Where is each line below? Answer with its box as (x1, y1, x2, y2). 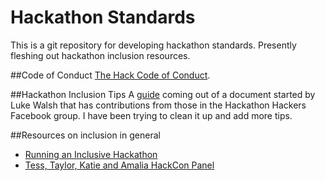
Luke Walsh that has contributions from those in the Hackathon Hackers (10, 99, 307, 111)
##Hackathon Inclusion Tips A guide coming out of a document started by (10, 88, 316, 100)
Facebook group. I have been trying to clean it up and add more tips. (10, 109, 293, 121)
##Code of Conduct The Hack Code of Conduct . (10, 69, 211, 81)
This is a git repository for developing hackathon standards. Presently (10, 39, 297, 51)
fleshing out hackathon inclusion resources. (10, 49, 191, 61)
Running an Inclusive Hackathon (24, 148, 158, 160)
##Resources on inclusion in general (10, 129, 161, 141)
